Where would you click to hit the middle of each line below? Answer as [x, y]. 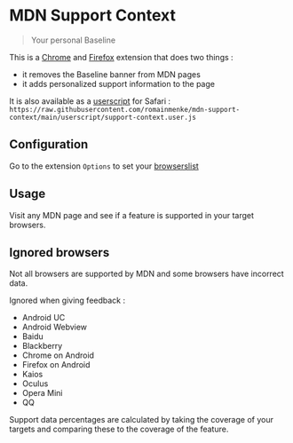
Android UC [44, 318]
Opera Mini [43, 393]
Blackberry [42, 346]
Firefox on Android [56, 365]
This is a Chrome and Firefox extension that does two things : [121, 57]
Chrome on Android [58, 355]
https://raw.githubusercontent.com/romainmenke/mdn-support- [125, 109]
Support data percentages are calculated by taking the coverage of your [141, 420]
